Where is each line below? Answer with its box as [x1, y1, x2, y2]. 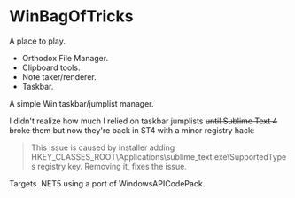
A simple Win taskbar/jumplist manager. [9, 98, 154, 108]
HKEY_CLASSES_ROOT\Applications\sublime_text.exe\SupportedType [30, 151, 287, 162]
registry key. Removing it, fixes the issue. [37, 161, 188, 171]
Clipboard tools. [21, 62, 81, 73]
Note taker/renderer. [21, 71, 97, 82]
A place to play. [9, 36, 66, 46]
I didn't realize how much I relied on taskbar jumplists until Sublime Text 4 [9, 115, 278, 126]
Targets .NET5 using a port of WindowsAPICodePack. [9, 178, 206, 188]
